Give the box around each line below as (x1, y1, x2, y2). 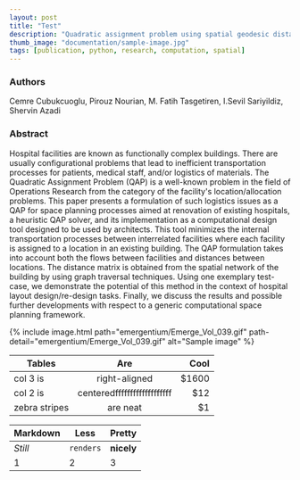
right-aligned (96, 372, 154, 385)
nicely (110, 442, 137, 454)
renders (69, 443, 102, 453)
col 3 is (13, 372, 45, 385)
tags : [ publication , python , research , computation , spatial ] (9, 46, 246, 55)
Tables (26, 357, 56, 369)
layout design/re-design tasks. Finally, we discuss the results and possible (9, 290, 283, 301)
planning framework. (9, 309, 86, 319)
